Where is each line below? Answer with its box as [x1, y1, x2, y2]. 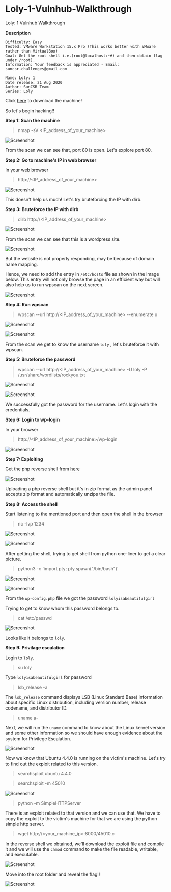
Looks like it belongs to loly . [5, 635, 66, 641]
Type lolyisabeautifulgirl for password [5, 674, 92, 680]
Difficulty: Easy [5, 39, 42, 45]
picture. [5, 556, 22, 562]
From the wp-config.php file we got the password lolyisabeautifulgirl [5, 595, 155, 601]
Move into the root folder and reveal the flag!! [5, 871, 100, 877]
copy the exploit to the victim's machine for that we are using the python [5, 815, 157, 821]
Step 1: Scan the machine [5, 117, 60, 123]
